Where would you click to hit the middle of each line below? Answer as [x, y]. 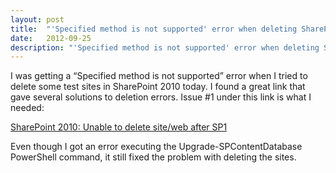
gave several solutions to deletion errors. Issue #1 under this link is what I [161, 97]
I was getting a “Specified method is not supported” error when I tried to [159, 76]
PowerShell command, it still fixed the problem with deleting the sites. [153, 157]
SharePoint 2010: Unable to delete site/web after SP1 [119, 127]
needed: [27, 108]
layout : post [37, 19]
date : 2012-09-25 [51, 38]
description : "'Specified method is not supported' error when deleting [165, 47]
